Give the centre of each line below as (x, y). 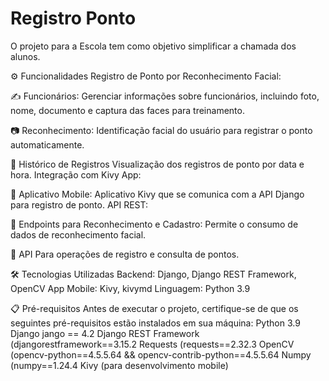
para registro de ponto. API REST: (79, 204)
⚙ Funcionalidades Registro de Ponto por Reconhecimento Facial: (146, 76)
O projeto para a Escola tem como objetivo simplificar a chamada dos (153, 46)
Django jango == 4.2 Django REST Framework (105, 333)
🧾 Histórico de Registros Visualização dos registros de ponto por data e (157, 164)
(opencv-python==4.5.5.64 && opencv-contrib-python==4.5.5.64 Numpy (161, 354)
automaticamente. (47, 144)
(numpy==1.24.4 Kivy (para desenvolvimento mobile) (119, 365)
